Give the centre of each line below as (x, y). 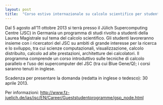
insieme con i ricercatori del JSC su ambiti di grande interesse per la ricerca (81, 43)
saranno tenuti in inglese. (30, 68)
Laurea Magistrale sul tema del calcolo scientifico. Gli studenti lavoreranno (80, 38)
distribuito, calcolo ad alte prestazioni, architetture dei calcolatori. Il (72, 53)
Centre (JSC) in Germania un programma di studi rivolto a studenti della (77, 33)
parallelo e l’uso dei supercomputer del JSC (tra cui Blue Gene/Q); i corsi (78, 64)
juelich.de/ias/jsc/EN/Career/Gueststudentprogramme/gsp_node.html (74, 97)
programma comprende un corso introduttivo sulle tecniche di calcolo (75, 58)
